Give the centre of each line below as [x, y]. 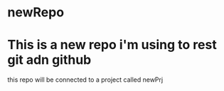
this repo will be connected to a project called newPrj [85, 80]
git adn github [49, 60]
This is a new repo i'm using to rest [112, 45]
